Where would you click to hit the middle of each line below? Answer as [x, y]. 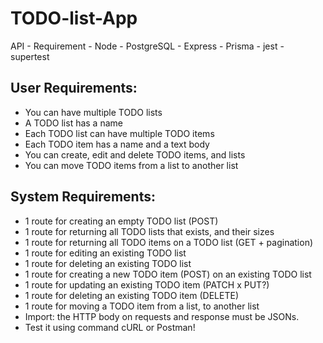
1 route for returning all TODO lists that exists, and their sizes [149, 231]
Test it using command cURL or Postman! [110, 327]
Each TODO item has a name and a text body [117, 144]
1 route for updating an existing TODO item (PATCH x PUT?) [147, 284]
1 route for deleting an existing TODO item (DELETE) [131, 295]
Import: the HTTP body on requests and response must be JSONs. [162, 316]
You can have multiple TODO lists [93, 112]
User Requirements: [74, 88]
